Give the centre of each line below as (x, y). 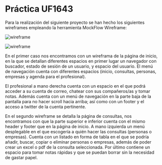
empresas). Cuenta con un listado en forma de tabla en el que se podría (77, 137)
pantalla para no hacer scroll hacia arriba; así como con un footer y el (75, 101)
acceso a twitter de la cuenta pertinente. (46, 107)
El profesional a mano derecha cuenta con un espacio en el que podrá (75, 86)
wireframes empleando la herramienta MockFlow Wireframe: (66, 27)
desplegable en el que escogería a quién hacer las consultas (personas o (78, 131)
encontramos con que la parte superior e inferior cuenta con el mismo (75, 121)
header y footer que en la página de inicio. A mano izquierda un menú (75, 126)
